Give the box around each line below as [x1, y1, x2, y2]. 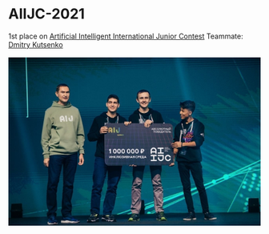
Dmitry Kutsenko [8, 39, 63, 49]
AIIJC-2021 [8, 5, 86, 23]
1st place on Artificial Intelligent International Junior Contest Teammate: [8, 31, 243, 41]
